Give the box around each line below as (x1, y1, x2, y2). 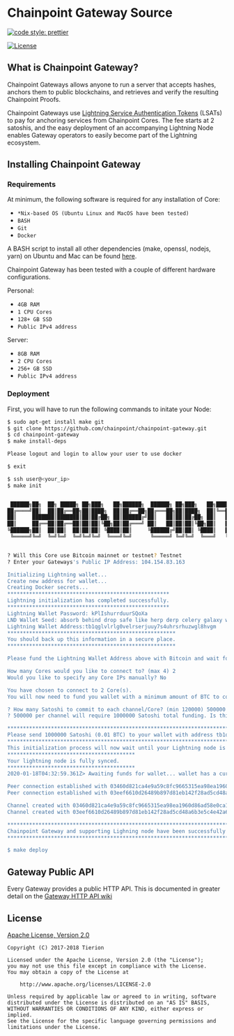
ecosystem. (7, 138, 41, 147)
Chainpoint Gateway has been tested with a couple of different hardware (7, 265, 216, 274)
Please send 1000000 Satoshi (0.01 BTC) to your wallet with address (7, 732, 214, 739)
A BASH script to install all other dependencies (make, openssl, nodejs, (7, 244, 211, 253)
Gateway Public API (7, 866, 94, 878)
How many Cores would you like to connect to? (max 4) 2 (7, 668, 176, 675)
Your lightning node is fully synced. (7, 757, 120, 764)
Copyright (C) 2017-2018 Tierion (7, 944, 104, 951)
